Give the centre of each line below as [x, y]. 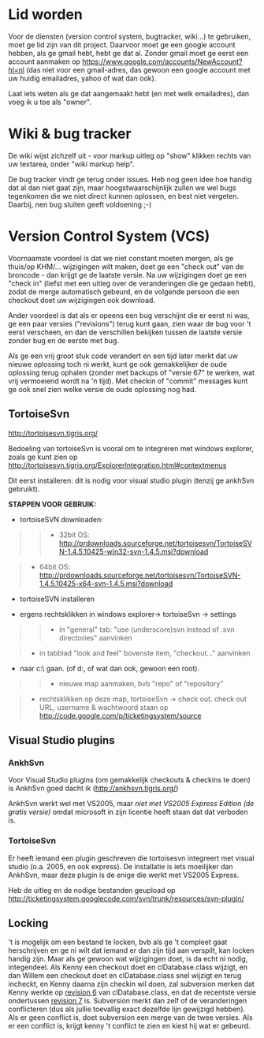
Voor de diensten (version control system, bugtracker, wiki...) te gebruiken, [129, 36]
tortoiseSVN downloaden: [61, 519]
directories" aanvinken [95, 637]
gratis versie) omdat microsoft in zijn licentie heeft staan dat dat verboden [128, 812]
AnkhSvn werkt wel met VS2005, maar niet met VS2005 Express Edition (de [131, 804]
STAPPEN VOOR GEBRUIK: [52, 504]
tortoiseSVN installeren [57, 599]
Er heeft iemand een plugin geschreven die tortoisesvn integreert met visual [131, 858]
